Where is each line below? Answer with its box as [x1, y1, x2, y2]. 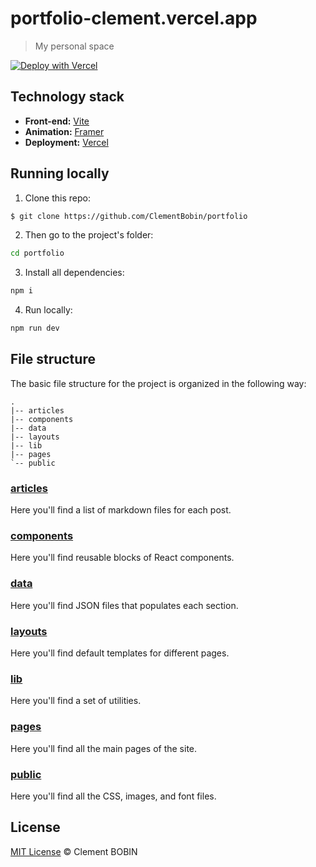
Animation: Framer [24, 125, 105, 137]
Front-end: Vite [24, 115, 90, 127]
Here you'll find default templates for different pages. [10, 647, 230, 659]
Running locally [10, 165, 110, 182]
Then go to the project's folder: [24, 229, 154, 241]
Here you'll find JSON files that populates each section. [10, 599, 239, 611]
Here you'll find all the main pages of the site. [10, 742, 198, 754]
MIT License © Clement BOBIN [10, 845, 138, 857]
